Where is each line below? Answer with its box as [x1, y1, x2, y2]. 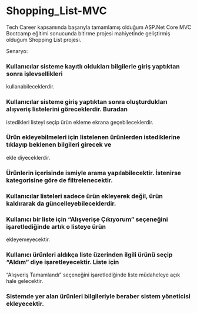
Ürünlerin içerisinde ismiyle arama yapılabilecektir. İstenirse [6, 169, 181, 177]
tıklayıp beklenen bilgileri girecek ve [6, 140, 112, 149]
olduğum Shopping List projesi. [6, 36, 82, 43]
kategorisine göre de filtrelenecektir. [6, 176, 113, 184]
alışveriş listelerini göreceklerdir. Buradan [6, 105, 128, 113]
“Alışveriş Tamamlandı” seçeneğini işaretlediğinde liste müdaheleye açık [6, 271, 181, 278]
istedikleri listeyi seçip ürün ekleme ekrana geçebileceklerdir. [6, 118, 154, 126]
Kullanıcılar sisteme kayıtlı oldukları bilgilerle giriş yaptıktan [6, 62, 181, 70]
